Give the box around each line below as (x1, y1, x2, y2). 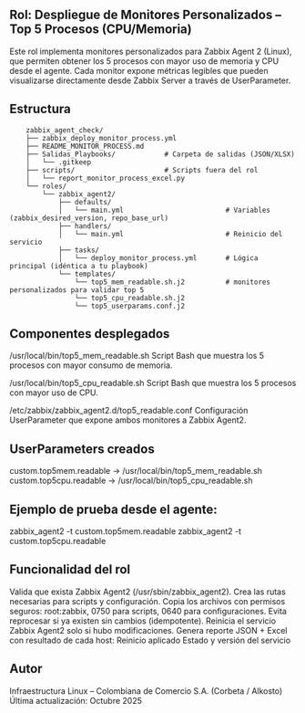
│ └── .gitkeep (25, 157, 92, 167)
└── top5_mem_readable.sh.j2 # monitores (74, 278, 271, 287)
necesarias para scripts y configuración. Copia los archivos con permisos (9, 595, 286, 606)
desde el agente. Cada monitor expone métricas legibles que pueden (9, 65, 269, 76)
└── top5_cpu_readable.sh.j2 (74, 293, 185, 302)
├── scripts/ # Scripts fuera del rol (25, 165, 259, 174)
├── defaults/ (57, 197, 112, 206)
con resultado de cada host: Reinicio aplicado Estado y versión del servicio (9, 634, 291, 645)
